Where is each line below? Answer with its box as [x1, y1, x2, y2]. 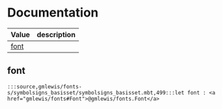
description [37, 30, 76, 39]
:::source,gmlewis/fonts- [7, 83, 82, 90]
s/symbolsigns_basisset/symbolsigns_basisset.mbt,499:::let [7, 89, 185, 96]
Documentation [7, 5, 99, 21]
